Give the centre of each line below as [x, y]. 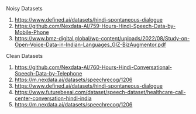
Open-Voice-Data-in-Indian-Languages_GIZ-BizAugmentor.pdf [90, 44]
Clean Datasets [24, 56]
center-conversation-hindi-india [53, 98]
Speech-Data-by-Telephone [48, 73]
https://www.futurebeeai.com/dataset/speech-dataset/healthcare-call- [100, 92]
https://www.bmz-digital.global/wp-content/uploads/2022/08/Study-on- [102, 38]
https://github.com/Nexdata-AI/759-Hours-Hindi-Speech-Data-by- [95, 26]
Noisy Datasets [24, 8]
